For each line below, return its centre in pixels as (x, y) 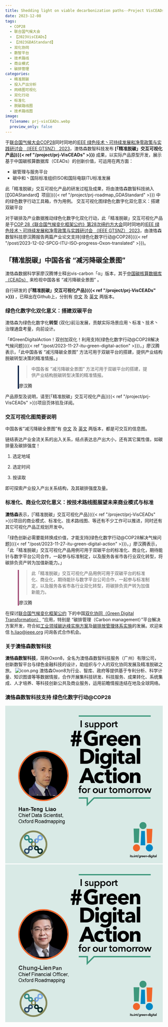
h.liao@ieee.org (27, 632)
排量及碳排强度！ (23, 446)
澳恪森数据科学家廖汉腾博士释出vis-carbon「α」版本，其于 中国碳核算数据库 (84, 273)
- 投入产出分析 (23, 85)
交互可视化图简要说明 (31, 417)
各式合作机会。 (68, 632)
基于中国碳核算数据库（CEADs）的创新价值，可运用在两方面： (69, 161)
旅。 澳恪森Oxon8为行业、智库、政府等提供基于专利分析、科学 (82, 670)
